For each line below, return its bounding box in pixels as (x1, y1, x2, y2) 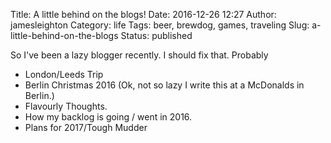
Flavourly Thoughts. (24, 100, 108, 112)
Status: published (120, 30, 193, 41)
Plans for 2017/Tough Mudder (24, 122, 148, 133)
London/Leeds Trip (24, 69, 104, 80)
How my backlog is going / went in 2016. (24, 111, 193, 123)
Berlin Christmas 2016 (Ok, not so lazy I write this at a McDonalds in (24, 79, 305, 91)
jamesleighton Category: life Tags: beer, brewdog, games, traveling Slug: (10, 19, 310, 31)
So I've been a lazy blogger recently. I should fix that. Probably (10, 49, 269, 61)
